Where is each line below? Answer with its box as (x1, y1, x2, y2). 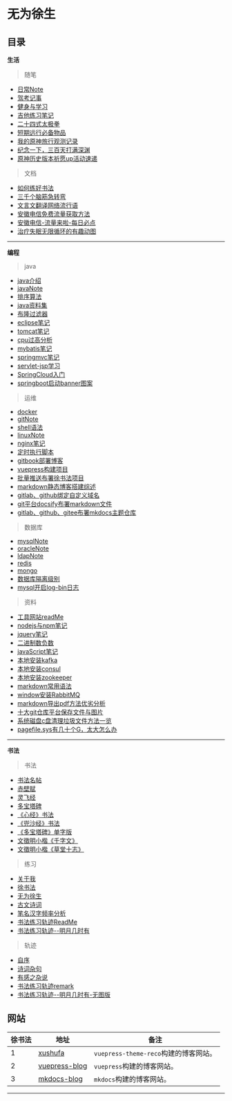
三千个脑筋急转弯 (17, 193, 66, 201)
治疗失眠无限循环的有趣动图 (17, 227, 97, 235)
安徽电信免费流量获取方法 (17, 210, 90, 218)
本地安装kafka (17, 656, 58, 664)
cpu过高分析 (17, 336, 53, 343)
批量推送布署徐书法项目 (17, 474, 84, 482)
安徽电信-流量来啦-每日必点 (17, 219, 96, 226)
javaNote (17, 285, 43, 292)
